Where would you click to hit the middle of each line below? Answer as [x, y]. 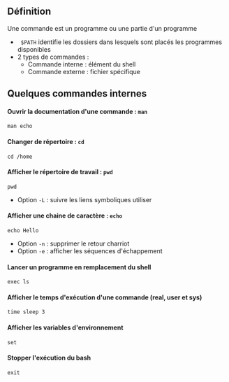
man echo [20, 126]
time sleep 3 [26, 312]
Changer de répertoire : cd [46, 142]
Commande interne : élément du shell [82, 64]
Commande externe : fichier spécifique [84, 71]
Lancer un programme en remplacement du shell [79, 267]
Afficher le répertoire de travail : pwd [60, 172]
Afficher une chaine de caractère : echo [65, 215]
